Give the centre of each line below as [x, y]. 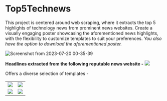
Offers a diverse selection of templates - [47, 73]
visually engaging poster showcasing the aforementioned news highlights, [82, 33]
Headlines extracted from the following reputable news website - [74, 63]
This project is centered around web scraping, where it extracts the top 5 [80, 22]
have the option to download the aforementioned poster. [63, 43]
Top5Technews [38, 9]
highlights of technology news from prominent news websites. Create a [79, 27]
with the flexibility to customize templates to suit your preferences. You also [83, 38]
